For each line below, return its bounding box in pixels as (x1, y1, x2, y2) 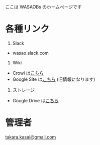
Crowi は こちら (12, 70, 44, 76)
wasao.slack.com (12, 50, 49, 56)
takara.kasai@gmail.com (5, 134, 56, 140)
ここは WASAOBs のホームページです (5, 4, 82, 10)
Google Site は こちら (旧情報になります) (12, 76, 95, 82)
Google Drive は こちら (12, 97, 59, 103)
